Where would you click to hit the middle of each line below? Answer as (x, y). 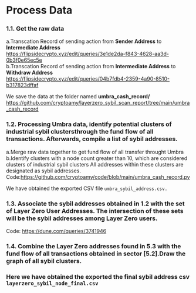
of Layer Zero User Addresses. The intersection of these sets (95, 211)
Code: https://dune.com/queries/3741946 (56, 231)
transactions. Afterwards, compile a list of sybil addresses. (92, 139)
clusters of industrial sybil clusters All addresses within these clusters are (95, 164)
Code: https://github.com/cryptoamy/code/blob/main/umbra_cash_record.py (98, 177)
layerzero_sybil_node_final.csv (52, 283)
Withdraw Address (30, 73)
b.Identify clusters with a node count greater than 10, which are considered (97, 158)
